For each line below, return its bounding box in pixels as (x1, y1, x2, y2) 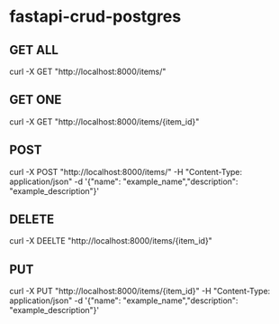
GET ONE (9, 92, 62, 107)
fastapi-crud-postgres (9, 6, 182, 27)
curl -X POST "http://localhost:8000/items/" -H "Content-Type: (9, 166, 243, 177)
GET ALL (9, 42, 58, 58)
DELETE (9, 212, 55, 227)
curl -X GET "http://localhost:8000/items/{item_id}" (9, 116, 200, 127)
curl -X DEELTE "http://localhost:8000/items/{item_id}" (9, 236, 213, 246)
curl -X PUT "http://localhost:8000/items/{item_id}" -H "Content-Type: (9, 286, 271, 297)
